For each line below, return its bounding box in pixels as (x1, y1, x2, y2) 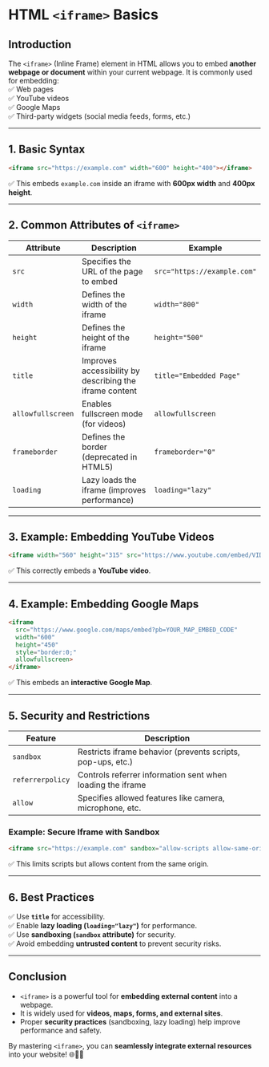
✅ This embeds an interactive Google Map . (8, 678, 153, 688)
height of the (81, 331, 130, 343)
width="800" (154, 299, 200, 309)
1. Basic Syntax (8, 143, 86, 156)
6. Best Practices (8, 891, 94, 904)
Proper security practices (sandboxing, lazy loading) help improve (19, 1016, 241, 1026)
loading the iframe (77, 779, 147, 790)
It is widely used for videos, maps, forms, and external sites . (19, 1008, 223, 1018)
